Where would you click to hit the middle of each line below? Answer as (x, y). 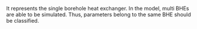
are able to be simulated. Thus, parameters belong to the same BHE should (99, 14)
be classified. (23, 21)
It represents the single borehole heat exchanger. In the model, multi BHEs (98, 8)
